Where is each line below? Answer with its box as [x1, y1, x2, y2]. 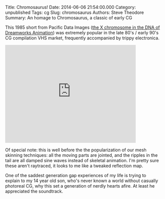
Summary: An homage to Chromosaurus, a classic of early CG [5, 15, 133, 20]
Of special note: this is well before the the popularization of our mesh [5, 147, 147, 153]
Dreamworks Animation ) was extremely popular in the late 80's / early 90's [5, 30, 159, 35]
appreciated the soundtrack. [5, 189, 64, 194]
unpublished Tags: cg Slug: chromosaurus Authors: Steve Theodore [5, 9, 144, 15]
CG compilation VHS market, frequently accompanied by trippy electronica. [5, 35, 160, 41]
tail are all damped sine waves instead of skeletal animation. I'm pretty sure [5, 158, 159, 163]
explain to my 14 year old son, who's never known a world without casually [5, 178, 158, 184]
